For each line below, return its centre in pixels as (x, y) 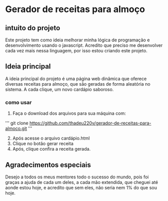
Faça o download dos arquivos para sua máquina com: (69, 113)
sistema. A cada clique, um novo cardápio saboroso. (60, 89)
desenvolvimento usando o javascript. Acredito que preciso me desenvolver (84, 45)
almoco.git (16, 128)
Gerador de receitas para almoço (75, 9)
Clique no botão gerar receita (43, 144)
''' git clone (17, 123)
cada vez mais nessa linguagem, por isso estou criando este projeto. (76, 51)
